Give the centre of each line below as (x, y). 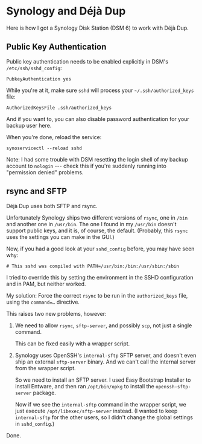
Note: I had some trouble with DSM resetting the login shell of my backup (97, 159)
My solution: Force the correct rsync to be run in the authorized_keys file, (97, 295)
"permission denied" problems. (45, 172)
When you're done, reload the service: (54, 137)
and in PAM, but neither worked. (46, 284)
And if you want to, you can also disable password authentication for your (98, 119)
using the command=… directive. (43, 302)
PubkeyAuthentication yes (39, 79)
